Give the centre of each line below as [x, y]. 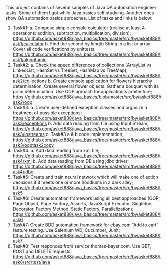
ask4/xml [22, 161]
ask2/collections [29, 81]
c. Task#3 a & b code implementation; [85, 134]
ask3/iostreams [29, 134]
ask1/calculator [28, 44]
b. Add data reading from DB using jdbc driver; [81, 161]
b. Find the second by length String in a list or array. [98, 44]
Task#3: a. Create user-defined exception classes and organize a [80, 108]
